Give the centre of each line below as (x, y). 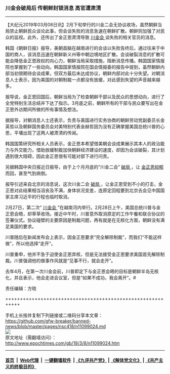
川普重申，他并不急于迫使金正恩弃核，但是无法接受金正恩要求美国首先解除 (83, 255)
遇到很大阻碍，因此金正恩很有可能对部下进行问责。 (58, 156)
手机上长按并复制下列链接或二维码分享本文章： (54, 315)
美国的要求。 (23, 227)
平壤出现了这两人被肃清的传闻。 (47, 133)
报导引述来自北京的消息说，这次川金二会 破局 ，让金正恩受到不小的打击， (82, 184)
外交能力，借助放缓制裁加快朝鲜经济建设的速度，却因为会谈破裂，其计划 (89, 150)
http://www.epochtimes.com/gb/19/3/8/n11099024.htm (62, 343)
